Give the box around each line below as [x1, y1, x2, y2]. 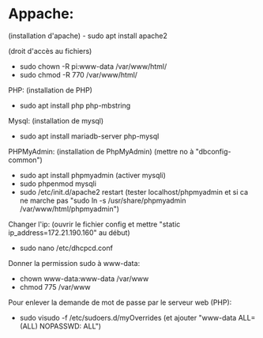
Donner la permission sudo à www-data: [8, 258, 141, 268]
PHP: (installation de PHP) [8, 85, 93, 95]
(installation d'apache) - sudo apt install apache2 [8, 31, 167, 40]
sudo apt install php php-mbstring [19, 101, 131, 110]
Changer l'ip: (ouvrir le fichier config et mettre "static [8, 219, 181, 229]
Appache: [8, 5, 74, 23]
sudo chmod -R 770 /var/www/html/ [19, 70, 138, 79]
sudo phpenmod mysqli [19, 179, 97, 188]
